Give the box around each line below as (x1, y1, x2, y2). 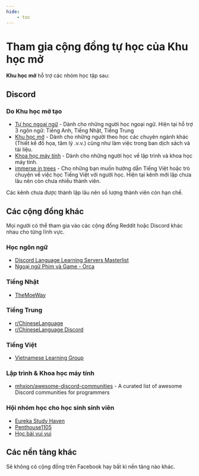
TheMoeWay (14, 291, 46, 298)
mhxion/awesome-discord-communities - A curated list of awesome (14, 383, 182, 390)
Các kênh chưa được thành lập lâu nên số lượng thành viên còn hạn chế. (6, 189, 183, 196)
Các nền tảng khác (6, 447, 77, 458)
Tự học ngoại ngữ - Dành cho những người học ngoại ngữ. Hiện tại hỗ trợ (14, 121, 193, 128)
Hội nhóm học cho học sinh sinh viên (6, 404, 115, 412)
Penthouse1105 (14, 423, 52, 431)
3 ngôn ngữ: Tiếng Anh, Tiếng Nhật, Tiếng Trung (14, 127, 134, 134)
